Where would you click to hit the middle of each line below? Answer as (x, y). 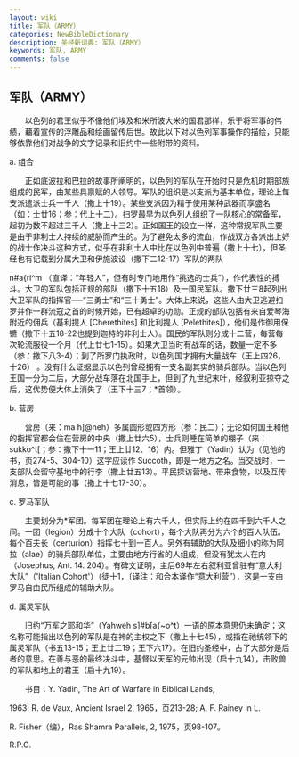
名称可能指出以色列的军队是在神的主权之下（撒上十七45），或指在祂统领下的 (149, 636)
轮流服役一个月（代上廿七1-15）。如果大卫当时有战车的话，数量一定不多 (147, 344)
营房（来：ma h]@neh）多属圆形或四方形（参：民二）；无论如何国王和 (153, 427)
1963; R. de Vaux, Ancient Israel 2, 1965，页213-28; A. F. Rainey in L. (135, 708)
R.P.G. (20, 745)
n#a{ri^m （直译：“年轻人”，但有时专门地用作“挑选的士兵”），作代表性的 (141, 277)
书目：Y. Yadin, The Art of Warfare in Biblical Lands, (120, 688)
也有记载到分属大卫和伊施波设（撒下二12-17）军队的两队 (120, 259)
